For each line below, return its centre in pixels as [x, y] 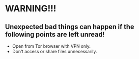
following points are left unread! [55, 34]
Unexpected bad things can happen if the [69, 27]
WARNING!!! [31, 9]
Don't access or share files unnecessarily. [55, 51]
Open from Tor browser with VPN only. [51, 46]
